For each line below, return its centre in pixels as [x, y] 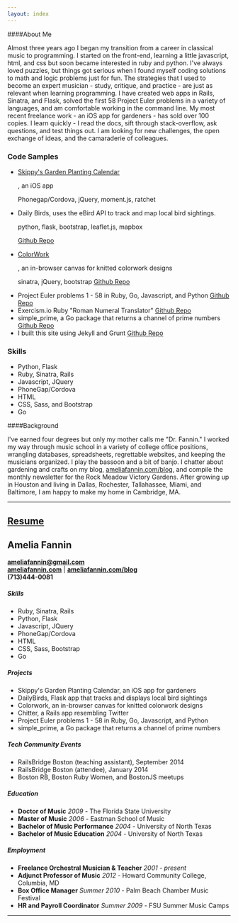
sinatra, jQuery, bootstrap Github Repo [74, 281]
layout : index [28, 14]
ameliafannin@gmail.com [46, 562]
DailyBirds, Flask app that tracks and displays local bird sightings [112, 698]
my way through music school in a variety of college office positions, [108, 447]
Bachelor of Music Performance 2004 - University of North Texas [114, 827]
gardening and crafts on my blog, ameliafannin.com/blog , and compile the [115, 470]
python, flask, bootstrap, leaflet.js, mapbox [80, 227]
